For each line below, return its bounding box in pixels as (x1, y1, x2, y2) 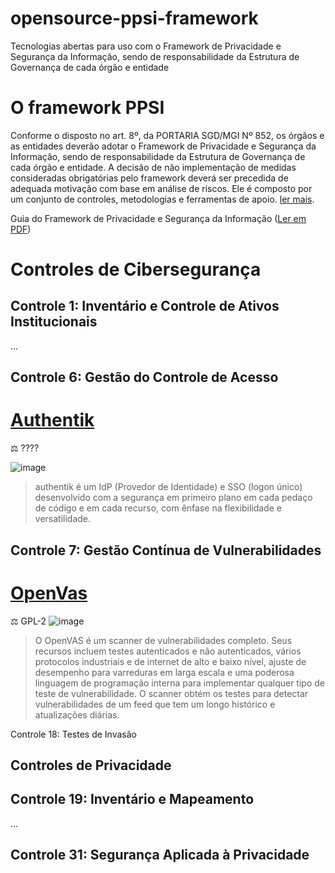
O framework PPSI (10, 97, 165, 119)
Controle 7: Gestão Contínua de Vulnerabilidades (10, 542, 322, 559)
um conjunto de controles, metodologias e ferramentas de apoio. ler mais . (10, 193, 315, 205)
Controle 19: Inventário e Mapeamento (10, 791, 255, 808)
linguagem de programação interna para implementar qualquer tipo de (34, 677, 325, 689)
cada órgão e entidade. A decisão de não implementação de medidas (10, 161, 297, 173)
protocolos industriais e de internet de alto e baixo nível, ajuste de (34, 655, 307, 667)
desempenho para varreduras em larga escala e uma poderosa (34, 666, 295, 678)
